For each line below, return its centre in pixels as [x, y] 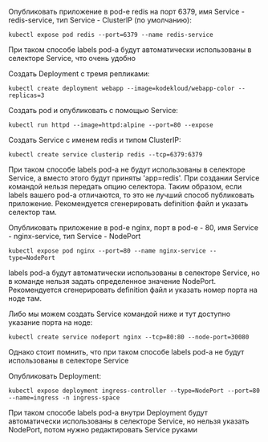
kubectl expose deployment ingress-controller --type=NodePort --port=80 [134, 391]
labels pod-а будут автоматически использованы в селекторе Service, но [134, 273]
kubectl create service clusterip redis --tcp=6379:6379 [106, 155]
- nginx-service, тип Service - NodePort [75, 236]
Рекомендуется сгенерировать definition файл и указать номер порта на [133, 290]
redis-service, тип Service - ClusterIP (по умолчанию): [100, 20]
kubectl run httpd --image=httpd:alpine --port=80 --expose [111, 125]
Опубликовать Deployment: [55, 376]
